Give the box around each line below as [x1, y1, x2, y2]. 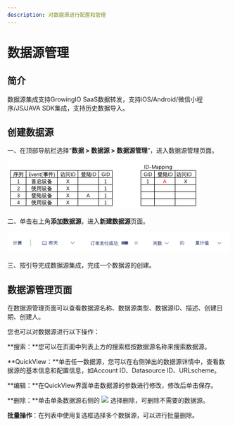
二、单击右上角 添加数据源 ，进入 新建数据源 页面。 [7, 217, 149, 225]
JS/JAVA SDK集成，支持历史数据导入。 [15, 104, 129, 112]
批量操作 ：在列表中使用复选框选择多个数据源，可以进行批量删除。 [7, 411, 198, 419]
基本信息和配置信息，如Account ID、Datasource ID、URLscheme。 [25, 366, 221, 375]
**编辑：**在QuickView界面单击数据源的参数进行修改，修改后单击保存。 [7, 381, 217, 389]
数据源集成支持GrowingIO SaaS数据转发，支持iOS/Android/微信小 [7, 95, 197, 104]
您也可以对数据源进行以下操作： [7, 327, 100, 336]
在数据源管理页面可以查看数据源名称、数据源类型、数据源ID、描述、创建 [7, 303, 217, 312]
